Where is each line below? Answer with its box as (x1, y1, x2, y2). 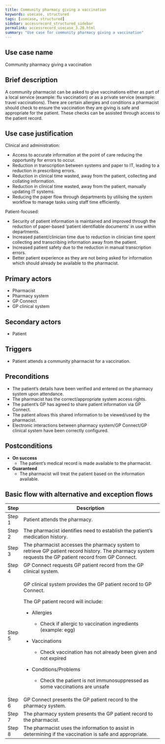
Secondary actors (5, 318, 61, 326)
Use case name (5, 48, 53, 57)
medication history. (23, 533, 68, 540)
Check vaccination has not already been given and (40, 649, 157, 656)
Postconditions (5, 442, 53, 450)
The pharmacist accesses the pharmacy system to (23, 541, 140, 548)
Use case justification (5, 129, 73, 138)
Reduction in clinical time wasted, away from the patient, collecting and (12, 173, 157, 179)
